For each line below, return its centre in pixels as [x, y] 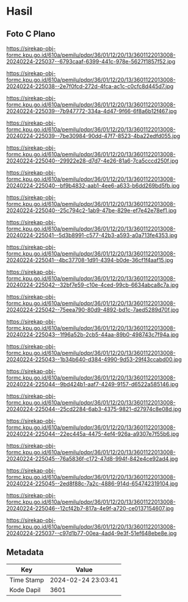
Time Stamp [27, 580]
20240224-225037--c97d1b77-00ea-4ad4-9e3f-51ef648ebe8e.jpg [92, 533]
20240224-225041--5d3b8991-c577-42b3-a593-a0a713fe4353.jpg [92, 235]
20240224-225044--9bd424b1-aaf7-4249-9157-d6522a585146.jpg [92, 384]
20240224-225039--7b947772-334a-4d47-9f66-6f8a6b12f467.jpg [92, 111]
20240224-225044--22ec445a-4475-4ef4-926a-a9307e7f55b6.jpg [93, 434]
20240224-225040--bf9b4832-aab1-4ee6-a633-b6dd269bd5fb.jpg [93, 185]
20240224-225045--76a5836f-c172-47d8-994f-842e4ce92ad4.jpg [92, 459]
